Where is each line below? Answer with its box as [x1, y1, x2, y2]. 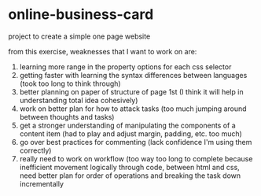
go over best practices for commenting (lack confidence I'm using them [19, 137, 252, 146]
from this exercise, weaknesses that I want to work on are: [8, 46, 197, 56]
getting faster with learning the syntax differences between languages [19, 70, 248, 80]
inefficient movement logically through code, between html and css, [19, 162, 240, 172]
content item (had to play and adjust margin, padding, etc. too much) [19, 128, 242, 139]
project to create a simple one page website [8, 31, 151, 41]
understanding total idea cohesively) [19, 95, 138, 105]
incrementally [19, 179, 64, 188]
